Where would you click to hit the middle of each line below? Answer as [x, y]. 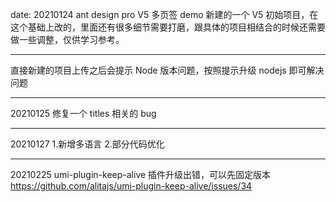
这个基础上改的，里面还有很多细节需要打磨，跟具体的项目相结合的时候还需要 [168, 27]
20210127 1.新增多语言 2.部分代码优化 [87, 144]
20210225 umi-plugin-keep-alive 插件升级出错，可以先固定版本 [141, 174]
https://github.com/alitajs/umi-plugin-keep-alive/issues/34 [131, 186]
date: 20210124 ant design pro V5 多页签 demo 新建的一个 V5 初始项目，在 [164, 14]
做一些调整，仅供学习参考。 [67, 39]
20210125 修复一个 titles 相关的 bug [83, 113]
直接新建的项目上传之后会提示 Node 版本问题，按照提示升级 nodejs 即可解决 [167, 70]
